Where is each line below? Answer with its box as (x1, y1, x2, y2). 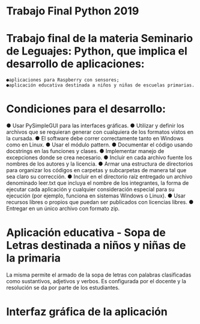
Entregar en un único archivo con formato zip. (6, 205, 120, 212)
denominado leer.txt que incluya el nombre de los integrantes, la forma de (6, 179, 189, 187)
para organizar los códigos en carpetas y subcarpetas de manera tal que (6, 167, 187, 174)
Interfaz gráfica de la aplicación (6, 305, 168, 319)
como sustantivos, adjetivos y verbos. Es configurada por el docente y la (6, 278, 186, 284)
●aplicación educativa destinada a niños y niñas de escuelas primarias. (6, 82, 195, 88)
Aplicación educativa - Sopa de (6, 226, 166, 239)
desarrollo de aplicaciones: (6, 57, 145, 71)
